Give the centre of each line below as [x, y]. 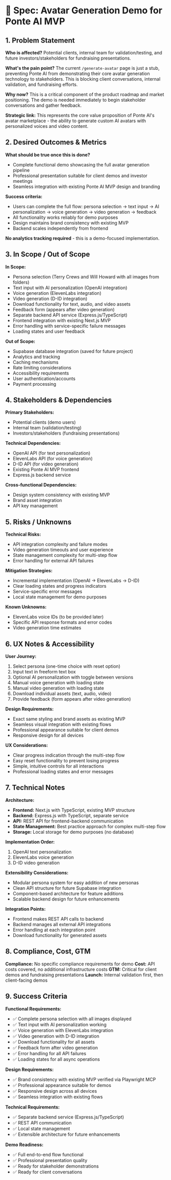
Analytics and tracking [36, 357]
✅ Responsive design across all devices [55, 1091]
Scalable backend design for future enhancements [66, 899]
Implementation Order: [30, 841]
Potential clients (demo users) [44, 422]
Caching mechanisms [36, 362]
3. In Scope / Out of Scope [48, 255]
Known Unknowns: [26, 607]
